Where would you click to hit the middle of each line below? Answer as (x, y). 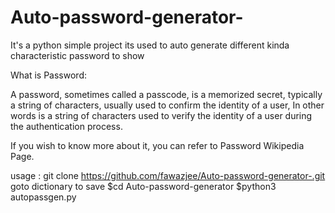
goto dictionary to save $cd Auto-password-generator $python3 (143, 186)
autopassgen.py (43, 197)
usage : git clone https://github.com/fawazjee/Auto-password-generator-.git (168, 175)
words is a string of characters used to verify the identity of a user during (161, 115)
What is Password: (48, 75)
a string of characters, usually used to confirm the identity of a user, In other (167, 105)
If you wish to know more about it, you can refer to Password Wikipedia (157, 145)
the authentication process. (66, 126)
